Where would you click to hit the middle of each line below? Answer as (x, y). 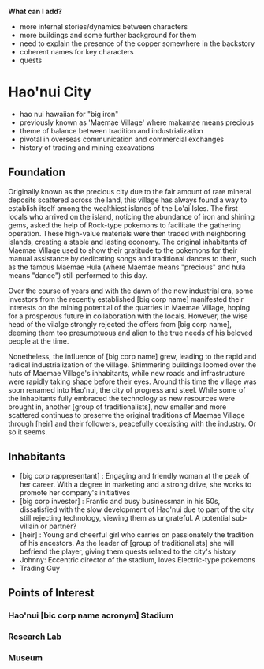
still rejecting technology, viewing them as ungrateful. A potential (125, 517)
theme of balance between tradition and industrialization (111, 130)
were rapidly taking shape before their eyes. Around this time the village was (132, 381)
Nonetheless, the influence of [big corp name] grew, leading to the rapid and (132, 356)
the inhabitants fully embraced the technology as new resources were (121, 398)
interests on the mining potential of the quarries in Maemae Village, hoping (129, 307)
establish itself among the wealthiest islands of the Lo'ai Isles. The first (123, 208)
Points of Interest (51, 593)
